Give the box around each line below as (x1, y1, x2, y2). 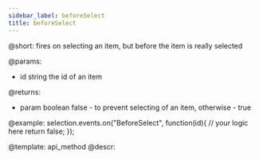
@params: (8, 56, 42, 66)
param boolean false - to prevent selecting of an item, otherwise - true (19, 103, 252, 112)
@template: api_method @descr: (8, 142, 116, 151)
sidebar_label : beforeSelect (8, 11, 105, 20)
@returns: (8, 87, 41, 96)
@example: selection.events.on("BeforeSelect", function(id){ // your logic (8, 118, 249, 127)
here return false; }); (8, 126, 75, 136)
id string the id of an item (19, 72, 102, 81)
